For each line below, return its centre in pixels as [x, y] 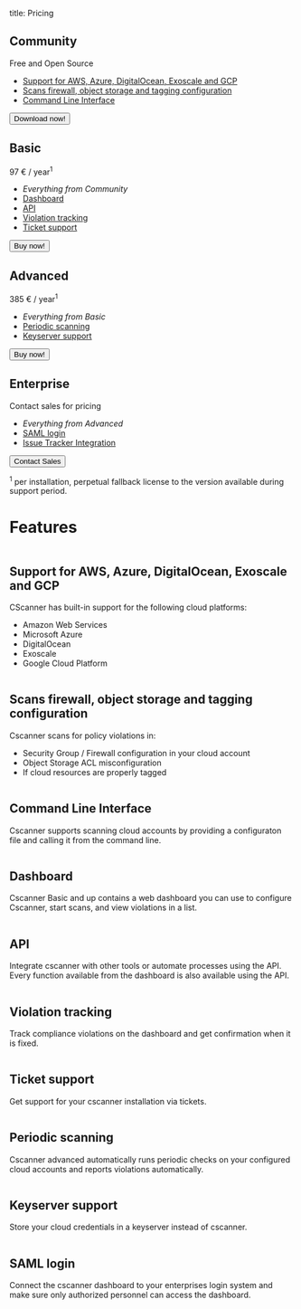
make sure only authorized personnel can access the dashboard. [130, 1295]
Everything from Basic [64, 317]
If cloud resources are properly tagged [94, 772]
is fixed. [24, 1043]
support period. [38, 491]
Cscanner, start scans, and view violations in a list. [103, 907]
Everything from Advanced [73, 423]
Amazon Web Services [65, 624]
